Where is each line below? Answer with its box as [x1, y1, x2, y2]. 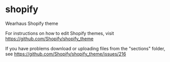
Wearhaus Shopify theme [5, 20, 58, 26]
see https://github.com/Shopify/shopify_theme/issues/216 [5, 51, 126, 57]
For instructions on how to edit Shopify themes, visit [5, 30, 114, 36]
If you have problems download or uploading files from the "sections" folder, [5, 45, 165, 51]
